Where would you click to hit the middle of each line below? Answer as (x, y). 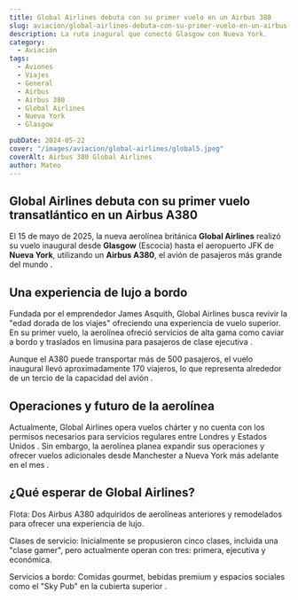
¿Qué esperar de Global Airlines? (102, 493)
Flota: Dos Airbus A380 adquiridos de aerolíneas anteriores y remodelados (145, 514)
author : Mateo (35, 165)
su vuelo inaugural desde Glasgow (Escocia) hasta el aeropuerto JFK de (142, 245)
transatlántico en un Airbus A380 (103, 215)
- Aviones (35, 67)
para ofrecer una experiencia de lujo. (77, 523)
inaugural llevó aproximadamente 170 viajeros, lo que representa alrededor (145, 369)
